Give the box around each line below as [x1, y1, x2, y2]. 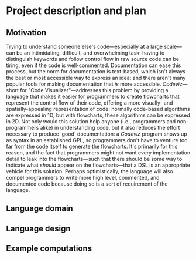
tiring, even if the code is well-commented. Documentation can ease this [6, 62, 181, 69]
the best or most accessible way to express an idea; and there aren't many [6, 75, 186, 81]
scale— [163, 43, 183, 50]
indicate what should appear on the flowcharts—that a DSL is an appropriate [6, 162, 190, 169]
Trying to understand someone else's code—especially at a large [6, 43, 163, 50]
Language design [6, 223, 71, 233]
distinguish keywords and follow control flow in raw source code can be [6, 56, 180, 62]
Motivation [6, 28, 47, 38]
